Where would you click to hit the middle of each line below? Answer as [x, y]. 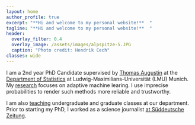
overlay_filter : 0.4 [37, 39]
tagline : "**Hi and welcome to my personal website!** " [79, 28]
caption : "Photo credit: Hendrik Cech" [61, 50]
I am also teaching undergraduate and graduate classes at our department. [98, 103]
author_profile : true [33, 17]
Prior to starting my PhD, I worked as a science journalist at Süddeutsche [95, 109]
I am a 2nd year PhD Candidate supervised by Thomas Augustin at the [92, 72]
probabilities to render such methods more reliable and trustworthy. [89, 91]
